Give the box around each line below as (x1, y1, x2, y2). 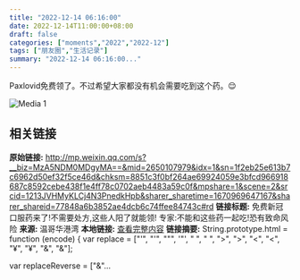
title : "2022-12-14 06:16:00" (9, 13, 122, 22)
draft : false (9, 30, 58, 38)
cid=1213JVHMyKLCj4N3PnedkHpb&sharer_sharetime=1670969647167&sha (9, 190, 291, 201)
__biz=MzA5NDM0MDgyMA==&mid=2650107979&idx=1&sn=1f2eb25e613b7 (9, 162, 291, 173)
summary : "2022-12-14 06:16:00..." (9, 55, 142, 64)
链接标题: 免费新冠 (215, 200, 284, 211)
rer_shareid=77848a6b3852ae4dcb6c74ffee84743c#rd (9, 200, 214, 211)
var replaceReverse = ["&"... (9, 260, 112, 271)
